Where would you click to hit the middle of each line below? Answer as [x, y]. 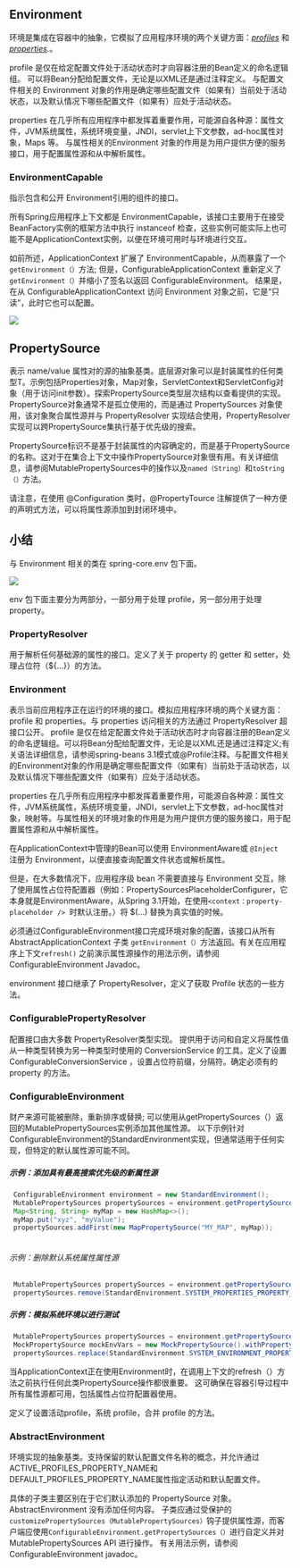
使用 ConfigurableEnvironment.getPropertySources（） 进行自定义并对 [158, 1531]
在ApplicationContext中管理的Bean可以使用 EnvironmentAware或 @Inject [144, 849]
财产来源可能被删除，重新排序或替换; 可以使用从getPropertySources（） [143, 1117]
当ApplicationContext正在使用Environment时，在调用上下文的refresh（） [143, 1371]
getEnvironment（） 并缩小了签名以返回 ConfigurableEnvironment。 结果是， [148, 281]
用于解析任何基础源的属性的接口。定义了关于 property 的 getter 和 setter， [146, 655]
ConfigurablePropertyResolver [78, 1019]
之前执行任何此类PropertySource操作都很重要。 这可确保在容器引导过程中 [153, 1382]
